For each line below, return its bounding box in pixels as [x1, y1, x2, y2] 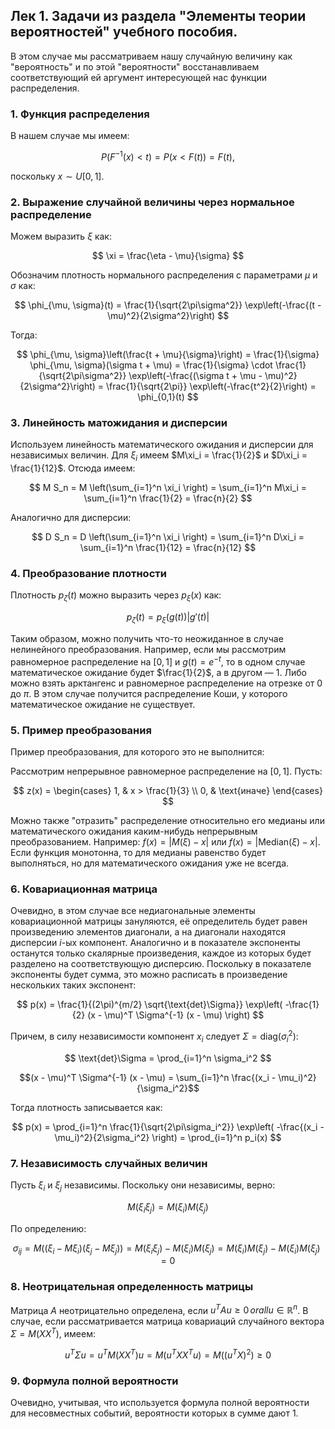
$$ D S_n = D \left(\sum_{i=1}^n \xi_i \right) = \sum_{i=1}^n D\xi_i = [31, 531, 305, 543]
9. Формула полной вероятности [10, 1374, 179, 1388]
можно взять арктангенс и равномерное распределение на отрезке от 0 [10, 677, 323, 689]
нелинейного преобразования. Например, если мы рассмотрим [10, 644, 287, 656]
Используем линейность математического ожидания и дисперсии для [10, 439, 314, 451]
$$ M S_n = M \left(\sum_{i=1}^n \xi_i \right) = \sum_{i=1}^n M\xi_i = [28, 482, 308, 494]
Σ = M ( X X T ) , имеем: [10, 1326, 97, 1340]
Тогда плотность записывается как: [10, 1101, 163, 1113]
